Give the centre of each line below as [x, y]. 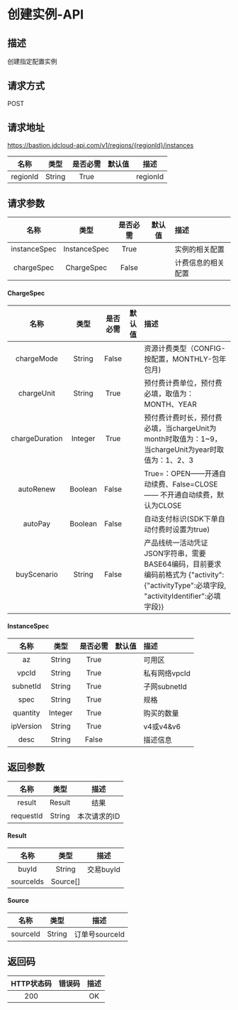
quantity [27, 712]
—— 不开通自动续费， [181, 494]
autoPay [37, 523]
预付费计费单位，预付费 [183, 383]
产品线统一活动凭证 [176, 543]
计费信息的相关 [200, 263]
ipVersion [27, 726]
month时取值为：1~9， [183, 439]
